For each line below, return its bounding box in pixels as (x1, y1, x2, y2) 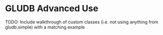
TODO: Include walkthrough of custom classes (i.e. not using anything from (5, 19, 159, 25)
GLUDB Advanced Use (5, 3, 99, 14)
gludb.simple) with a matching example (5, 24, 85, 30)
